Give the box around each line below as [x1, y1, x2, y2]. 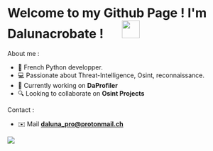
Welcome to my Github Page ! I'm [7, 5, 207, 21]
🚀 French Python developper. [17, 62, 103, 72]
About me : [7, 49, 40, 57]
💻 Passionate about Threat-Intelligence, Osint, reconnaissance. [17, 71, 204, 79]
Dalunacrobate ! [7, 26, 104, 42]
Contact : [7, 105, 34, 114]
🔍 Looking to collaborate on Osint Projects [17, 89, 145, 97]
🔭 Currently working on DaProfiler [17, 81, 119, 89]
